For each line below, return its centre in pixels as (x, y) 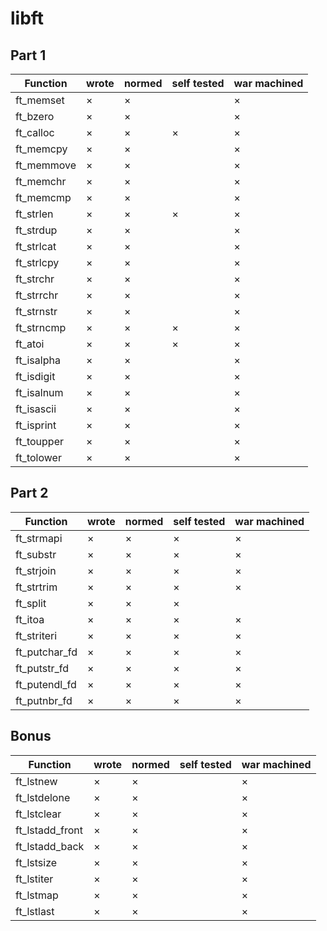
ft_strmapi (39, 538)
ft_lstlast (35, 911)
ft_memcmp (43, 197)
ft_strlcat (36, 246)
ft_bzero (35, 116)
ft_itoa (30, 619)
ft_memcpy (41, 149)
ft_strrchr (37, 295)
